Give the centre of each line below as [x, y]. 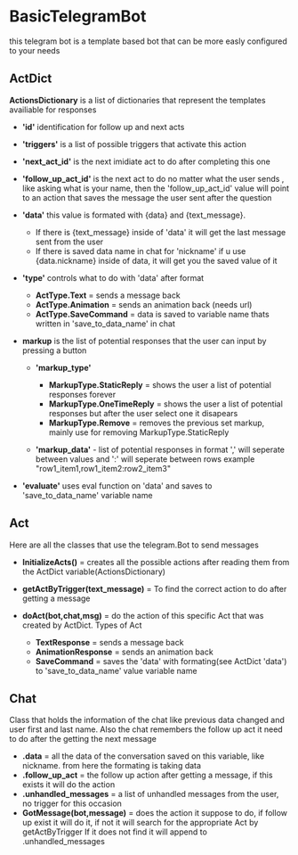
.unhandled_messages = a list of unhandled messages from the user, [150, 794]
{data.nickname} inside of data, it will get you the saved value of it [156, 260]
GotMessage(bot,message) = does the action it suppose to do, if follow [154, 813]
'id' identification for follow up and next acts [103, 127]
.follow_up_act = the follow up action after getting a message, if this [147, 775]
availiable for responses [53, 110]
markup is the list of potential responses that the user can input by [144, 341]
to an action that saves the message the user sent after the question [147, 197]
